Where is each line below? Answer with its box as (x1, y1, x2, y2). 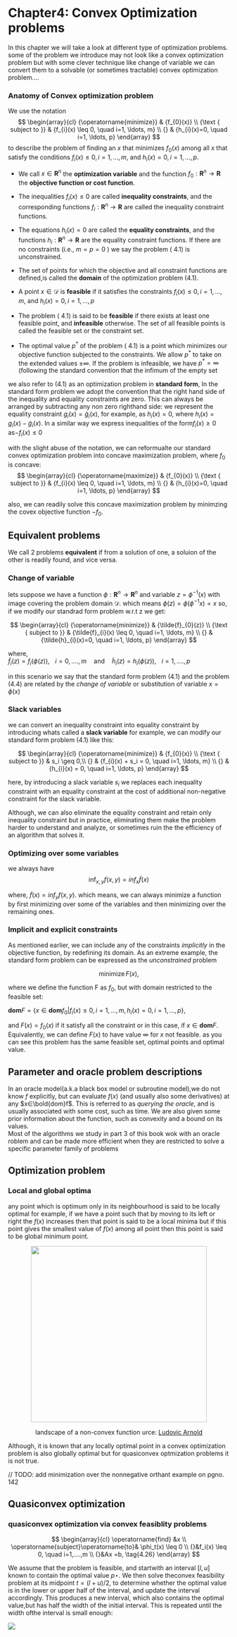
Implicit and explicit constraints (8, 925, 118, 934)
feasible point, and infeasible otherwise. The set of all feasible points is (18, 319, 226, 328)
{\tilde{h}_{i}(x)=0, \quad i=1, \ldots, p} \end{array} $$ (40, 636, 198, 644)
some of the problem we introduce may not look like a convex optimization (8, 51, 224, 59)
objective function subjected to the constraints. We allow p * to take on (18, 349, 222, 359)
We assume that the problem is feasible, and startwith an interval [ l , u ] (8, 1564, 210, 1572)
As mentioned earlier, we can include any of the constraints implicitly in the (8, 941, 226, 949)
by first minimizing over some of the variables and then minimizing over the (8, 900, 226, 908)
